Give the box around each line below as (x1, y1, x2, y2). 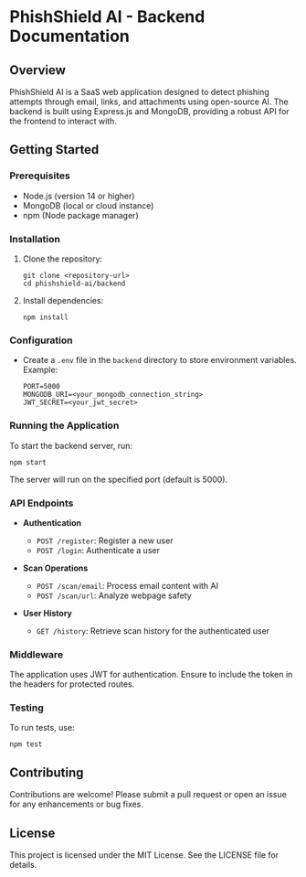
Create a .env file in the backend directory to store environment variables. (22, 355, 297, 366)
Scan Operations (22, 562, 89, 573)
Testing (9, 701, 44, 714)
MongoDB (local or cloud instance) (22, 199, 154, 211)
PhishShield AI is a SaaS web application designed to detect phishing (9, 87, 269, 97)
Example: (22, 364, 58, 376)
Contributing (9, 765, 84, 780)
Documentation (9, 26, 131, 47)
